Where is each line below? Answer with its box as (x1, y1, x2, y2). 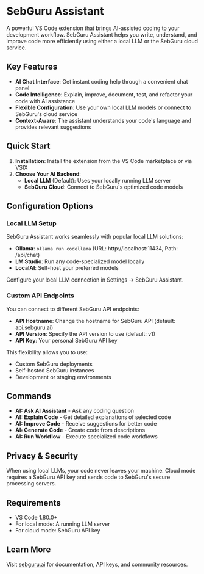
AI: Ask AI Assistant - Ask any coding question (15, 407, 135, 415)
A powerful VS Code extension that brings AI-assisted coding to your (6, 24, 180, 32)
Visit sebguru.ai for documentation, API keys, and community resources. (6, 561, 188, 568)
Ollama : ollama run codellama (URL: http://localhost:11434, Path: (15, 245, 178, 252)
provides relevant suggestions (15, 123, 91, 131)
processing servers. (6, 480, 57, 487)
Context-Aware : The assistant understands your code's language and (15, 117, 192, 124)
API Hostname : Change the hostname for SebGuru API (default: (15, 317, 175, 324)
